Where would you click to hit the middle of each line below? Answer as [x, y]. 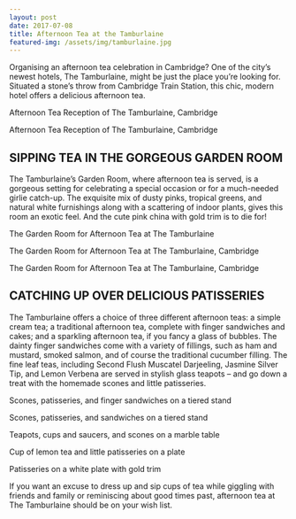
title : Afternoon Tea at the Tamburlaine [87, 34]
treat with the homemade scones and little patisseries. [108, 383]
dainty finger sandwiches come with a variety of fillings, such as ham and [143, 345]
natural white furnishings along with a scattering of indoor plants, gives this [146, 207]
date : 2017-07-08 [41, 26]
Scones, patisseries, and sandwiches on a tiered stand [109, 417]
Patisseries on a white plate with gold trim [85, 469]
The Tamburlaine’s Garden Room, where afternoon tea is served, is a [134, 179]
